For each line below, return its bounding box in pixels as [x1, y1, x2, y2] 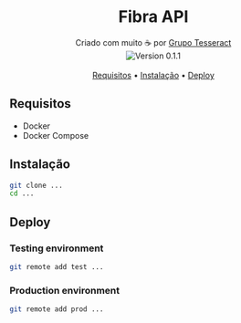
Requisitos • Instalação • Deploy [92, 69, 215, 80]
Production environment [9, 284, 120, 297]
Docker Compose [22, 130, 89, 141]
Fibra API [118, 6, 189, 27]
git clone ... [9, 181, 64, 190]
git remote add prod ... [9, 305, 104, 314]
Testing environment [9, 242, 104, 255]
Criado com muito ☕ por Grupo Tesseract [75, 36, 232, 47]
